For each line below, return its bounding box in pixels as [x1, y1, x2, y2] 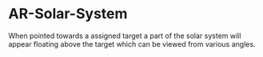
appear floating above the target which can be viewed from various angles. [8, 39, 256, 48]
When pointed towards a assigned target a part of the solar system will [8, 31, 241, 40]
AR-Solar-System [8, 5, 128, 23]
